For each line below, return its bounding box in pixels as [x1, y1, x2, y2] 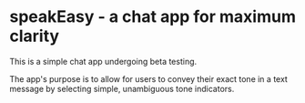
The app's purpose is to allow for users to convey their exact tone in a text [9, 73, 289, 84]
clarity [9, 26, 60, 46]
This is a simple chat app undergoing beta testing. [9, 56, 198, 67]
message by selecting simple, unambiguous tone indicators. [9, 83, 235, 94]
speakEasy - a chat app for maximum [9, 6, 296, 27]
